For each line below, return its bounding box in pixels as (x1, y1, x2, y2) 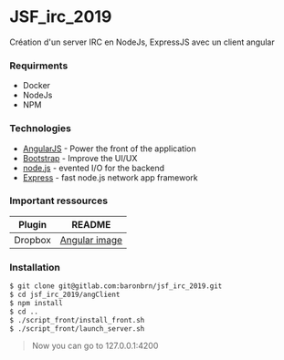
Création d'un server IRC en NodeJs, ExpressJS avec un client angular (9, 36, 276, 47)
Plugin (17, 218, 47, 231)
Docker (22, 80, 51, 91)
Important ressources (9, 194, 108, 207)
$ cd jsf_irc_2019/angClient (9, 290, 121, 299)
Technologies (9, 122, 71, 135)
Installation (9, 261, 61, 273)
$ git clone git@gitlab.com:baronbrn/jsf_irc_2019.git (9, 282, 223, 291)
